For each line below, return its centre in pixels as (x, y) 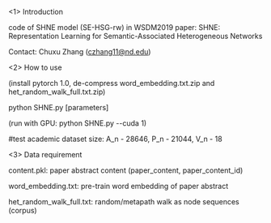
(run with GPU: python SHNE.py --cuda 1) (78, 123)
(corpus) (23, 210)
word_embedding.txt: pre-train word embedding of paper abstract (119, 186)
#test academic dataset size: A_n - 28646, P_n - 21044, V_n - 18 (115, 139)
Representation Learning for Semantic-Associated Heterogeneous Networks (135, 36)
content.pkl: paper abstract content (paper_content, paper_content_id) (126, 170)
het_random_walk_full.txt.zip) (57, 92)
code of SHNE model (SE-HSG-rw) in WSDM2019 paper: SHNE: (114, 27)
